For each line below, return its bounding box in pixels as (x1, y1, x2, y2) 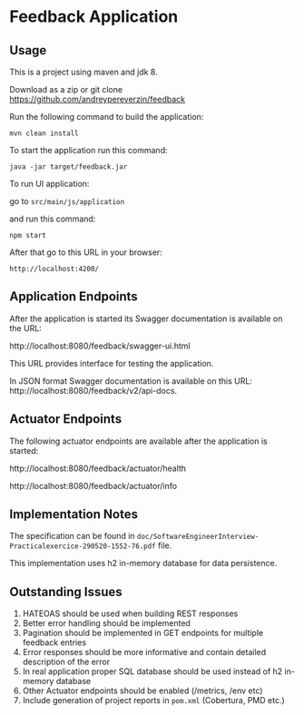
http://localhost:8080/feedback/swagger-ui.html (9, 340, 191, 351)
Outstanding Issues (9, 583, 123, 600)
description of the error (22, 656, 111, 668)
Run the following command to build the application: (9, 112, 204, 122)
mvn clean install (9, 129, 79, 138)
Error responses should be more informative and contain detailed (22, 647, 267, 658)
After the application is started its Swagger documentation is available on (9, 313, 283, 324)
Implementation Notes (9, 506, 139, 523)
